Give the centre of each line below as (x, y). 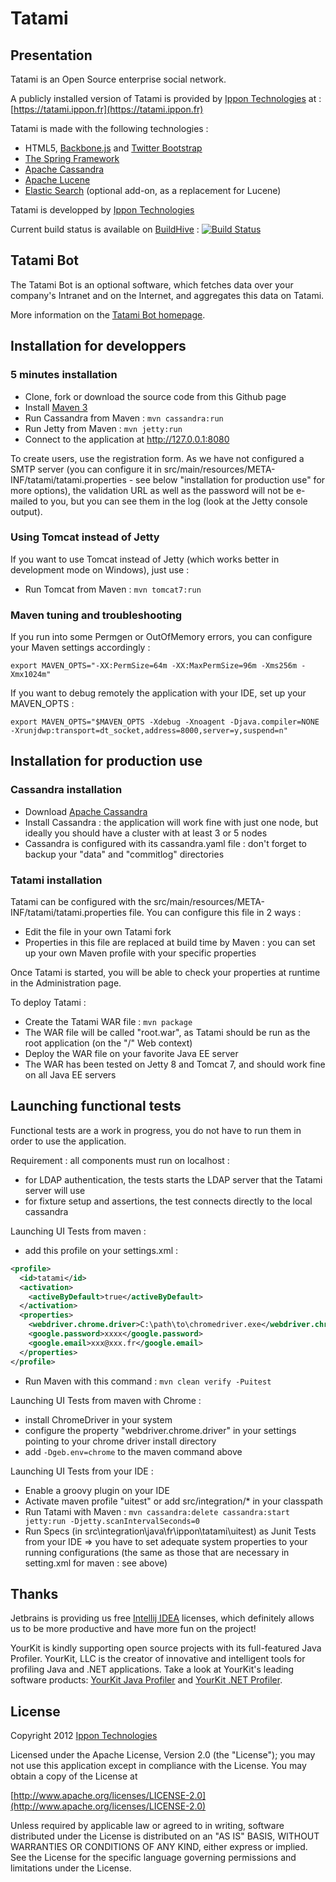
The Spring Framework (72, 158)
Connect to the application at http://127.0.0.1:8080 (127, 439)
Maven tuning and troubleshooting (96, 615)
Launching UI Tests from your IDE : (82, 1471)
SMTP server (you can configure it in (86, 469)
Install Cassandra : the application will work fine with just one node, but (171, 822)
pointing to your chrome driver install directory (120, 1441)
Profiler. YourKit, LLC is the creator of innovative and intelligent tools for (158, 1659)
